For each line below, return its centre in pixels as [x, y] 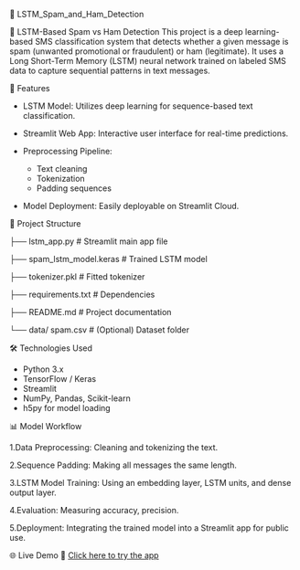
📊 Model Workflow [46, 426]
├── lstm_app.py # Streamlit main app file [89, 241]
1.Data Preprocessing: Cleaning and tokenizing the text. [114, 447]
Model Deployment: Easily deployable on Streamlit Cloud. [131, 206]
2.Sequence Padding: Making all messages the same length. [123, 465]
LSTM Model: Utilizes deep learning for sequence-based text [138, 106]
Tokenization [60, 179]
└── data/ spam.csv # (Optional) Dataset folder [100, 330]
